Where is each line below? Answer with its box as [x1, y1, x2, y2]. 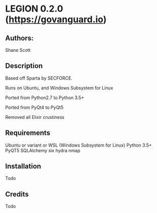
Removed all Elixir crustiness [5, 114, 64, 120]
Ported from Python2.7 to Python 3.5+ [5, 94, 85, 101]
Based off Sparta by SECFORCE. [5, 75, 73, 81]
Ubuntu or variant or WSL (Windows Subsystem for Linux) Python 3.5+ [5, 142, 152, 148]
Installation [5, 162, 41, 171]
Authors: [5, 34, 34, 42]
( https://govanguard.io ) [5, 14, 107, 25]
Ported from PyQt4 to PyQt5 [5, 104, 64, 110]
